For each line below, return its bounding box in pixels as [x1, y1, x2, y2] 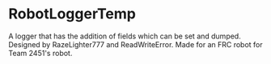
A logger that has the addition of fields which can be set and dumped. [8, 31, 241, 41]
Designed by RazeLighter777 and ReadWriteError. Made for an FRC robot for [8, 39, 263, 49]
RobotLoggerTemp [8, 5, 136, 23]
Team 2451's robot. [8, 48, 73, 58]
